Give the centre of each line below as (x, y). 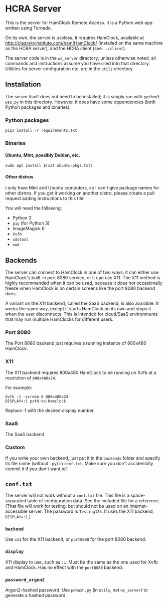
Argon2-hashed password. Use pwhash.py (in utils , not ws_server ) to (76, 590)
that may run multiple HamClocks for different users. (59, 319)
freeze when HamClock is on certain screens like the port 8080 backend (80, 288)
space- (138, 495)
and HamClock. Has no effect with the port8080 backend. (64, 567)
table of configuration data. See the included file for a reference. (94, 501)
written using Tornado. (29, 28)
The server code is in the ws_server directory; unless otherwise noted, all (81, 58)
